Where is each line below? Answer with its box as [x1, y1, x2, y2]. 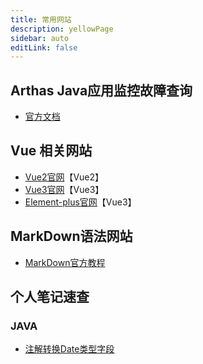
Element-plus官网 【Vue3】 [24, 196, 137, 208]
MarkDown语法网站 [10, 228, 133, 245]
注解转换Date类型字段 [24, 343, 115, 355]
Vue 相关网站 [10, 142, 93, 160]
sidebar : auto [10, 33, 70, 43]
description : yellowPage [10, 24, 114, 34]
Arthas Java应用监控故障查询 [10, 82, 193, 99]
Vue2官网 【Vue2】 [24, 171, 105, 183]
